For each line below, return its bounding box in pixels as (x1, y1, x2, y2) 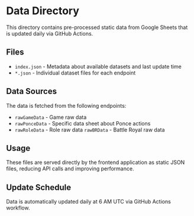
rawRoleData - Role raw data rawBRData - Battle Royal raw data (14, 126, 165, 133)
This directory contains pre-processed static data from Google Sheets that (6, 24, 188, 31)
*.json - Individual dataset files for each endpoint (14, 69, 136, 76)
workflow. (6, 204, 30, 211)
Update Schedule (6, 182, 72, 192)
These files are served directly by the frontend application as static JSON (6, 159, 185, 166)
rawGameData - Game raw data (14, 114, 87, 121)
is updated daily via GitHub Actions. (6, 30, 93, 37)
